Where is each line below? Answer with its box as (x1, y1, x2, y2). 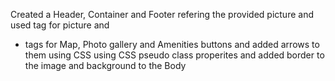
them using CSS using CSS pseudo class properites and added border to (24, 49, 325, 61)
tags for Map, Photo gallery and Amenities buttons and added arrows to (24, 39, 320, 50)
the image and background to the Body (24, 60, 187, 71)
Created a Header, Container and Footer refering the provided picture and (10, 9, 314, 20)
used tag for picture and (10, 19, 110, 31)
